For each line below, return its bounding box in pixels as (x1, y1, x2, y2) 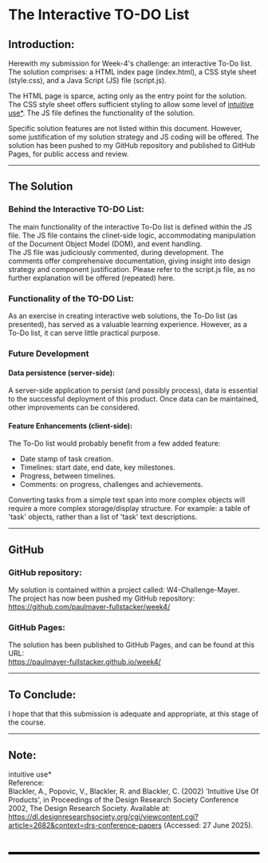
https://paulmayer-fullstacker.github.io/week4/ (8, 657, 161, 667)
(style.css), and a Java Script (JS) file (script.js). (8, 76, 167, 85)
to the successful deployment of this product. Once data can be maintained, (8, 394, 259, 404)
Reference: (8, 777, 45, 787)
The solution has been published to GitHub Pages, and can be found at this (8, 640, 255, 649)
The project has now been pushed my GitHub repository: (8, 593, 195, 603)
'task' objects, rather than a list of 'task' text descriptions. (8, 512, 198, 521)
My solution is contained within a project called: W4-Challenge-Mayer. (8, 585, 240, 594)
